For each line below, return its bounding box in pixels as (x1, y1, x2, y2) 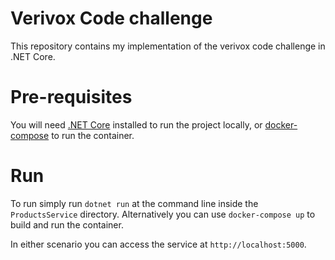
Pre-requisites (10, 86, 133, 109)
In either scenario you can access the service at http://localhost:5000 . (10, 238, 307, 250)
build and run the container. (10, 218, 124, 231)
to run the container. (51, 129, 135, 141)
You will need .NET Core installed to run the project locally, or (10, 118, 263, 131)
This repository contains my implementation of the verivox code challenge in (10, 40, 326, 52)
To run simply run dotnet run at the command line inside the (10, 197, 259, 209)
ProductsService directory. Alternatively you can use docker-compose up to (10, 208, 316, 220)
